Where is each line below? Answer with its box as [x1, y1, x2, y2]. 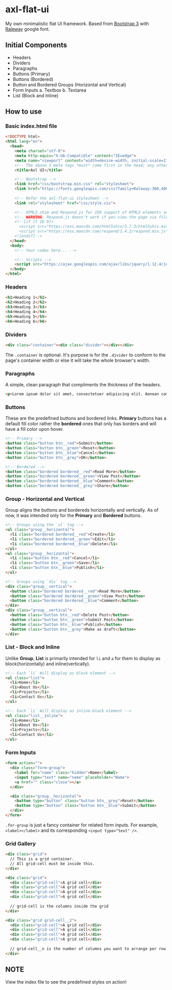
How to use [5, 107, 42, 116]
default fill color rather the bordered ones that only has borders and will [5, 421, 157, 427]
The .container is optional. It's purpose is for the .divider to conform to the [5, 351, 166, 358]
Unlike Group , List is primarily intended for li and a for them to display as [5, 655, 161, 661]
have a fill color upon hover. [5, 426, 64, 432]
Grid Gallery [5, 840, 36, 847]
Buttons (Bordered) [12, 76, 54, 82]
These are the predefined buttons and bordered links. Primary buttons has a [5, 415, 167, 422]
